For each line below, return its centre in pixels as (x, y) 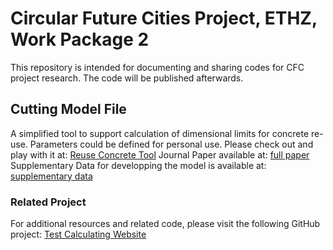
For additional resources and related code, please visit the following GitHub (165, 224)
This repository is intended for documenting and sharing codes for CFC (157, 67)
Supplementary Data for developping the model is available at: (138, 165)
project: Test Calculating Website (78, 234)
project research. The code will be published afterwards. (127, 78)
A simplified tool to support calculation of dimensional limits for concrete (160, 133)
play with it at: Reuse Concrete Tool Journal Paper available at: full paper (160, 154)
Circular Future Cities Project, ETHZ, (164, 18)
